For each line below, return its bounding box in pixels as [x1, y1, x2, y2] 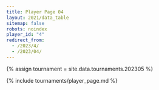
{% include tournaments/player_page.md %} [6, 77, 118, 84]
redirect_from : [6, 37, 45, 43]
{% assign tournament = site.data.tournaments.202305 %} [6, 65, 154, 72]
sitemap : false [6, 20, 45, 26]
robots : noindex [6, 26, 47, 32]
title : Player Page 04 [6, 9, 64, 15]
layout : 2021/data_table [6, 15, 69, 21]
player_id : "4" [6, 32, 45, 38]
